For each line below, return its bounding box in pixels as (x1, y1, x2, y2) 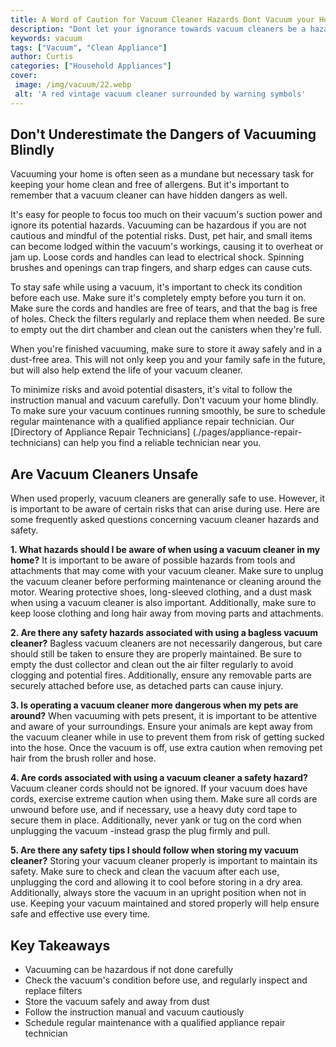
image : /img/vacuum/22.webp (14, 80, 132, 90)
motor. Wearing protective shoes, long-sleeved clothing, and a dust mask (10, 586, 312, 598)
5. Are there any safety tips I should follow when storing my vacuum (10, 844, 299, 856)
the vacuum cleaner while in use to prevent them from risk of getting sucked (10, 731, 325, 743)
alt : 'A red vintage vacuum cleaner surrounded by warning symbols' (14, 89, 307, 99)
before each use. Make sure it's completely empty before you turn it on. (10, 292, 307, 304)
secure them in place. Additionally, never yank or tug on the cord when (10, 814, 302, 826)
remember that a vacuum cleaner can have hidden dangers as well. (10, 189, 288, 201)
